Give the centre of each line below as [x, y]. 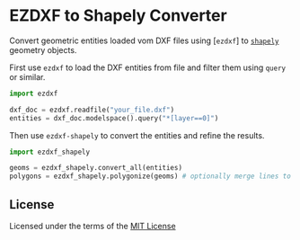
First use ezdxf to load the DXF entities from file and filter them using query [147, 67]
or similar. [27, 76]
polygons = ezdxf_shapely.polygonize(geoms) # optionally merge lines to [150, 176]
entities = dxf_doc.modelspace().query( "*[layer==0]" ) [114, 118]
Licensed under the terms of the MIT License [93, 226]
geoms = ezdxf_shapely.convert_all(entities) [96, 168]
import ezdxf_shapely [50, 152]
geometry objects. [43, 49]
